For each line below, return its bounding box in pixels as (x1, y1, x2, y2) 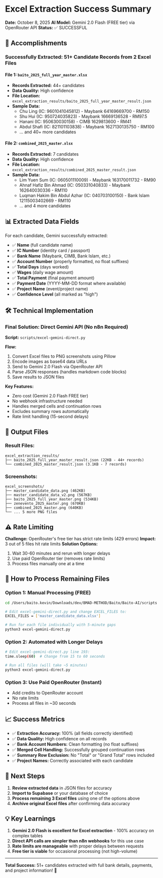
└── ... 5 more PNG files (5, 510, 57, 515)
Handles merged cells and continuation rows (12, 403, 102, 409)
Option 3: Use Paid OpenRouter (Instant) (5, 679, 102, 685)
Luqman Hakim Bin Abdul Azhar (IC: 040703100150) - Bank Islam (19, 192, 150, 198)
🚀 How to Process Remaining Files (5, 575, 110, 583)
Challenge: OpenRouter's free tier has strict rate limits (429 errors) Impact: (5, 536, 156, 541)
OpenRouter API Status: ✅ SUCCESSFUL (5, 24, 87, 30)
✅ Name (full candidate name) (12, 242, 73, 248)
